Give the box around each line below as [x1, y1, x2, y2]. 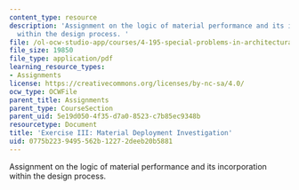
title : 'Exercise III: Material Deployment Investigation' [9, 129, 233, 138]
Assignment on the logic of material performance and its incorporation [9, 161, 267, 171]
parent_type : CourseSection [9, 104, 114, 113]
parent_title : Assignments [9, 95, 109, 105]
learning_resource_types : [9, 63, 105, 72]
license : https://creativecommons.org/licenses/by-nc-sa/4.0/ [9, 79, 245, 88]
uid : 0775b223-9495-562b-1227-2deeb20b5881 [9, 137, 174, 146]
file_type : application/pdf [9, 54, 114, 63]
